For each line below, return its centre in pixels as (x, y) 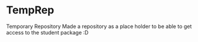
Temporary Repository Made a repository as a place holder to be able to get (99, 26)
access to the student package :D (48, 32)
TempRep (30, 10)
